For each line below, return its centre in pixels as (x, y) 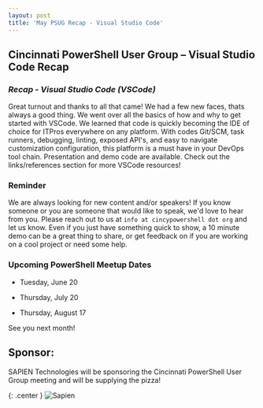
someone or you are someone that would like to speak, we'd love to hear (126, 211)
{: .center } (26, 395)
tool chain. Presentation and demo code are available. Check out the (119, 157)
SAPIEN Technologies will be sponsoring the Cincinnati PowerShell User (125, 372)
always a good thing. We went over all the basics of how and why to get (125, 115)
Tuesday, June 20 (49, 282)
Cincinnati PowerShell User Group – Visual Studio (132, 55)
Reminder (27, 186)
